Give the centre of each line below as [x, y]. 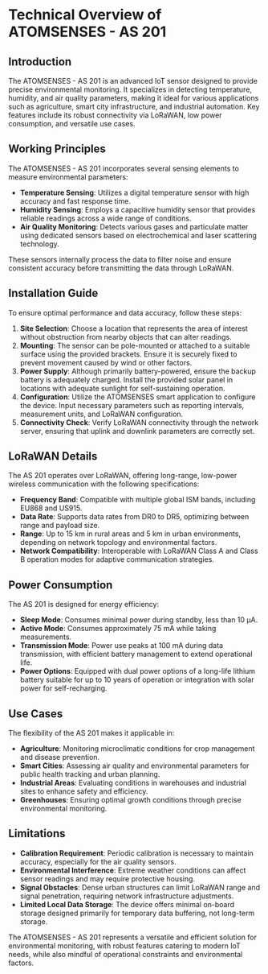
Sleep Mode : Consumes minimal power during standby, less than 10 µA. [139, 620]
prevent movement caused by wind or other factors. [106, 362]
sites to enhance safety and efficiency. [84, 791]
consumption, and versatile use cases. [72, 124]
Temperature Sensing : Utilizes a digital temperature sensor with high [134, 192]
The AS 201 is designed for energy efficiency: [83, 605]
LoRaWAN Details [53, 456]
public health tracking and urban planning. [90, 774]
